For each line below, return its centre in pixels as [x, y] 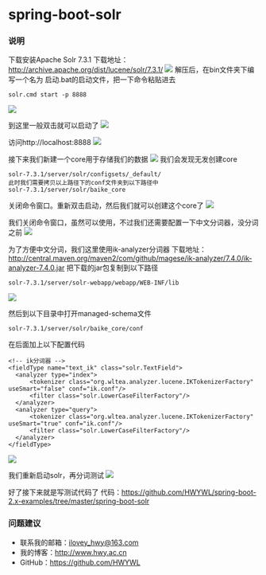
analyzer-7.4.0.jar [37, 268]
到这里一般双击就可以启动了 [54, 126]
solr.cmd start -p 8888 [48, 95]
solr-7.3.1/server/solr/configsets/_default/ [85, 174]
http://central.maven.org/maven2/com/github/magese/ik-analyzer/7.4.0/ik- [130, 258]
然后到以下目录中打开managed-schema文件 [80, 314]
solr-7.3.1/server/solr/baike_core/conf [76, 329]
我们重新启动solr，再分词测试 [56, 475]
